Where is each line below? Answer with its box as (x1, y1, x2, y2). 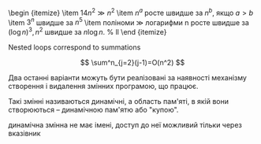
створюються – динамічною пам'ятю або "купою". (8, 105, 179, 114)
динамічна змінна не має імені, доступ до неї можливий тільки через (8, 120, 243, 129)
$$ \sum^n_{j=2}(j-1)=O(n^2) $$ (80, 57, 185, 67)
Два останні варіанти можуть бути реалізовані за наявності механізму (8, 72, 247, 82)
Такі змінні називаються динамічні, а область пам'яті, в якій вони (8, 96, 229, 105)
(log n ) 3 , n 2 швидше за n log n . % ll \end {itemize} (8, 26, 167, 36)
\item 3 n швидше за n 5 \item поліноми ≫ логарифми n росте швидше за (8, 16, 250, 27)
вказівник (8, 128, 41, 138)
